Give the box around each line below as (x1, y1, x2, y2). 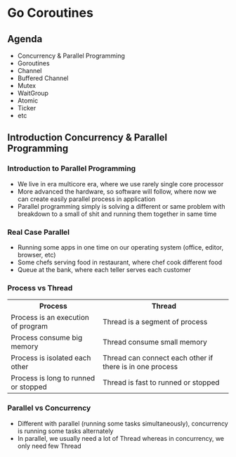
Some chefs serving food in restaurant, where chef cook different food (17, 258, 223, 266)
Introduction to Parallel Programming (7, 164, 136, 174)
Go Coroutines (7, 5, 93, 21)
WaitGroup (17, 89, 49, 97)
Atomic (17, 96, 39, 105)
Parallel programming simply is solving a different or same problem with (17, 202, 225, 210)
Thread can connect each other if (103, 353, 214, 363)
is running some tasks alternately (17, 427, 114, 435)
